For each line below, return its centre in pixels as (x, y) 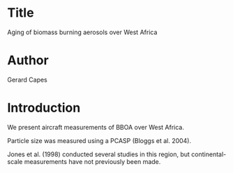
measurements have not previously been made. (92, 161)
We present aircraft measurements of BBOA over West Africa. (96, 127)
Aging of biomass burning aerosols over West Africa (82, 32)
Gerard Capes (27, 80)
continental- (209, 154)
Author (28, 60)
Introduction (44, 108)
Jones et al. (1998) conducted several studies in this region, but (99, 154)
